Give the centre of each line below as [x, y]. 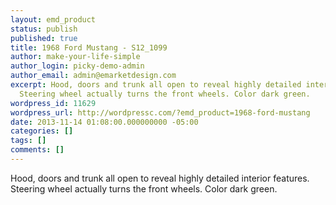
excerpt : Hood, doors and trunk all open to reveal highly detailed [156, 85]
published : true [44, 38]
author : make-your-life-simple [75, 57]
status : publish [44, 29]
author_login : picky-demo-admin [77, 66]
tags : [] [28, 141]
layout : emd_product [53, 19]
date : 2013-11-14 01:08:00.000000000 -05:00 [104, 122]
